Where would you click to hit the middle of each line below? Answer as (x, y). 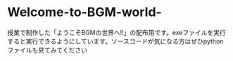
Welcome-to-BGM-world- (84, 12)
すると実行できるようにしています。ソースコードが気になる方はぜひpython (115, 41)
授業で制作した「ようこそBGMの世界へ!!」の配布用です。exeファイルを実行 (117, 32)
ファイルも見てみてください (48, 50)
